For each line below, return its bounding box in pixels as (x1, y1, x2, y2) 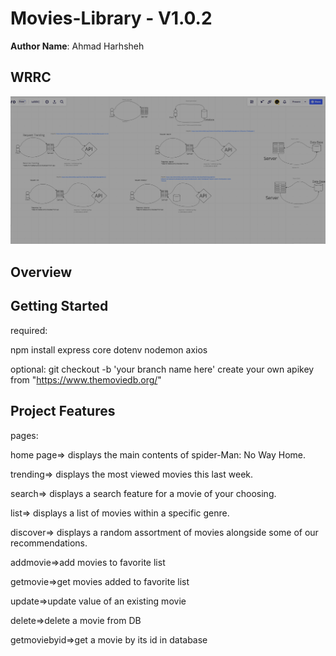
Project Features (10, 403, 116, 420)
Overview (10, 263, 73, 281)
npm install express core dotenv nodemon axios (10, 343, 208, 356)
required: (10, 324, 48, 336)
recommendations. (10, 537, 88, 549)
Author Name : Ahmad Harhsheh (10, 40, 145, 52)
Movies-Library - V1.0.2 (10, 7, 213, 30)
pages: (10, 429, 39, 441)
